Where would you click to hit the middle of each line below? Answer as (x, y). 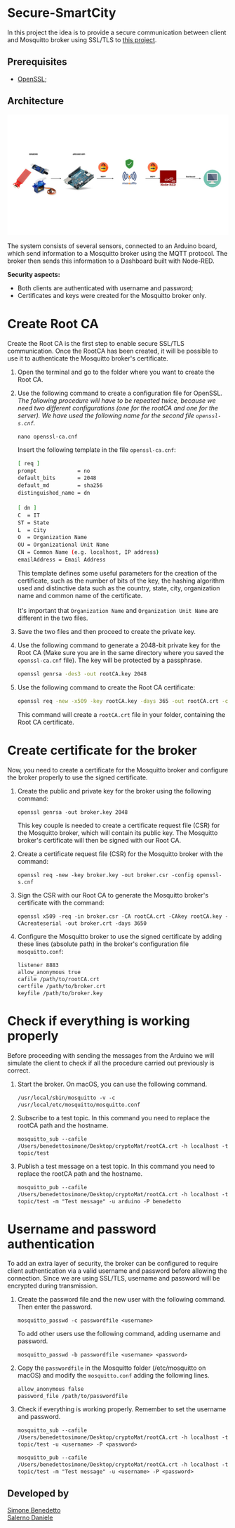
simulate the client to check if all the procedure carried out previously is (111, 1063)
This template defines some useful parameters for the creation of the (117, 573)
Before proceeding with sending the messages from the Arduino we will (111, 1055)
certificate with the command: (61, 902)
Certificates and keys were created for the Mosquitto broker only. (112, 295)
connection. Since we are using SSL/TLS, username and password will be (114, 1278)
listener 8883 (38, 965)
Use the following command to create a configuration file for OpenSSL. (120, 393)
